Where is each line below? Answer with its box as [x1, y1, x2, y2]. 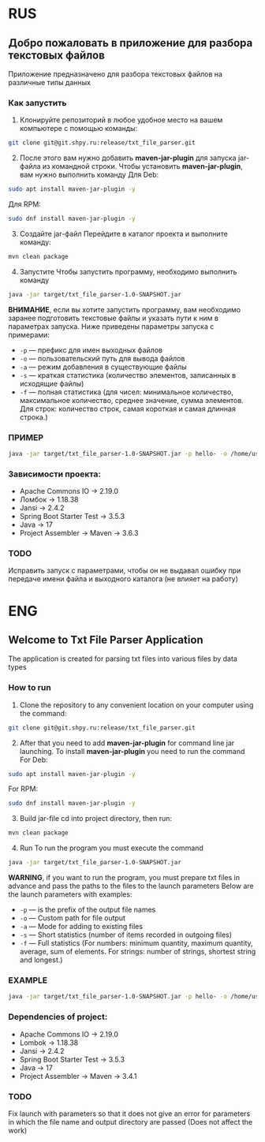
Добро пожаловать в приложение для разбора [8, 36, 253, 50]
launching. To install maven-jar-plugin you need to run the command [19, 746, 245, 756]
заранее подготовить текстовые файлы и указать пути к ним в [8, 313, 219, 323]
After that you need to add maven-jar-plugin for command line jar [19, 738, 235, 748]
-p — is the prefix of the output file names [19, 905, 156, 915]
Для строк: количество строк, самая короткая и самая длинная [19, 404, 237, 413]
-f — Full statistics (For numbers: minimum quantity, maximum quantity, [19, 939, 254, 948]
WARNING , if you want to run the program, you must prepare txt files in [8, 873, 241, 883]
